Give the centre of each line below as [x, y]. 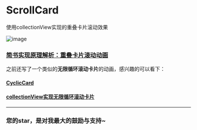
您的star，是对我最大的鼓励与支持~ [56, 121]
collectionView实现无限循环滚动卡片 [50, 97]
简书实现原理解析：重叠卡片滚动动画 [57, 55]
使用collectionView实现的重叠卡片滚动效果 [57, 27]
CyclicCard [20, 83]
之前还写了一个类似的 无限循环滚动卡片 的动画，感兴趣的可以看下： [86, 69]
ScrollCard [33, 10]
